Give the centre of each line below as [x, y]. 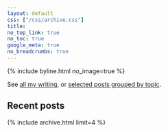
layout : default [30, 13]
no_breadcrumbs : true [38, 52]
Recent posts [36, 106]
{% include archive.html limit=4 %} [57, 122]
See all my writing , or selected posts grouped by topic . [84, 84]
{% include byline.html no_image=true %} [66, 71]
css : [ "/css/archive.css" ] [46, 20]
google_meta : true [33, 45]
